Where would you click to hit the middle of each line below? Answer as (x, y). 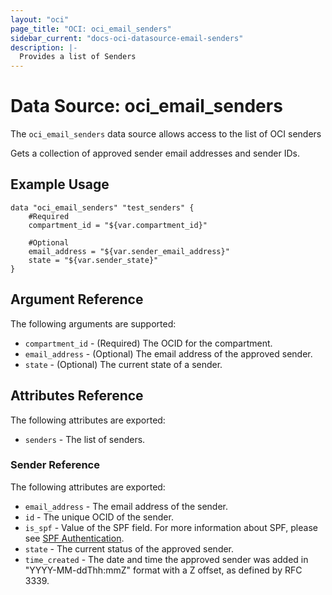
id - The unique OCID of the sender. (99, 517)
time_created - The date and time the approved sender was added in (166, 559)
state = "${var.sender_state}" (93, 260)
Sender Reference (55, 465)
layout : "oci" (40, 19)
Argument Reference (77, 299)
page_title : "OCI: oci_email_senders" (91, 29)
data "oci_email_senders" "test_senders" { (102, 207)
